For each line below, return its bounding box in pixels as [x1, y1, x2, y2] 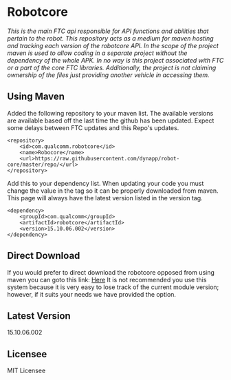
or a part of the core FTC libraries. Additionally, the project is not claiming [7, 63, 217, 72]
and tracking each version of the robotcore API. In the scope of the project [7, 41, 219, 50]
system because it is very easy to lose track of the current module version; [7, 283, 219, 291]
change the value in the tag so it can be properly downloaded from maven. [7, 187, 219, 195]
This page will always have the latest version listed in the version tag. [7, 193, 203, 202]
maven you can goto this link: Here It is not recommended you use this [7, 275, 207, 284]
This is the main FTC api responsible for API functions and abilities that [7, 27, 209, 35]
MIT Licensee [7, 366, 46, 375]
